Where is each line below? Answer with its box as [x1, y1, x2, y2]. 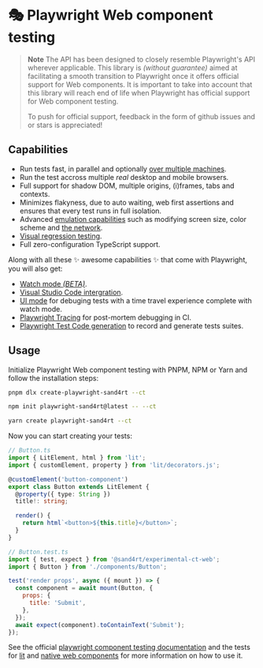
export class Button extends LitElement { [8, 482, 150, 490]
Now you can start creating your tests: [8, 431, 132, 441]
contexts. [19, 189, 50, 198]
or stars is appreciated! [27, 120, 103, 129]
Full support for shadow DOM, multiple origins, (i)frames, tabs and [19, 181, 235, 190]
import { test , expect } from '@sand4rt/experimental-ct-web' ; [8, 555, 220, 563]
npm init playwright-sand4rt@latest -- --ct [8, 403, 157, 411]
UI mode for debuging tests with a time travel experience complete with [19, 295, 252, 305]
